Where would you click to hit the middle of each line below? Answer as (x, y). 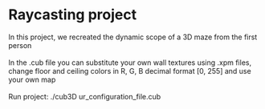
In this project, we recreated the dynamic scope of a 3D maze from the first (133, 37)
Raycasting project (73, 15)
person (20, 45)
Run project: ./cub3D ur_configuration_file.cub (85, 96)
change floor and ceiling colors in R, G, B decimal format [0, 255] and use (130, 71)
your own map (32, 79)
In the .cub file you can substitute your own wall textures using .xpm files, (130, 63)
